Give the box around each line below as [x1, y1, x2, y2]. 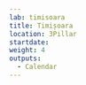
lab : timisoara [9, 12, 66, 22]
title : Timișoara [9, 21, 74, 30]
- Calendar [17, 63, 58, 72]
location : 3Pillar [9, 29, 77, 38]
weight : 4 [9, 46, 46, 55]
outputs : [9, 54, 42, 63]
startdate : [9, 37, 50, 47]
